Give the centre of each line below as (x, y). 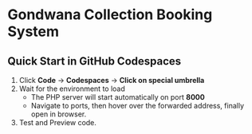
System (33, 32)
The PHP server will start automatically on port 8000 (118, 97)
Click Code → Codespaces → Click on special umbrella (112, 80)
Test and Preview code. (58, 122)
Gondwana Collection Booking (110, 15)
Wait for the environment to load (72, 89)
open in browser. (59, 114)
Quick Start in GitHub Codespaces (94, 61)
